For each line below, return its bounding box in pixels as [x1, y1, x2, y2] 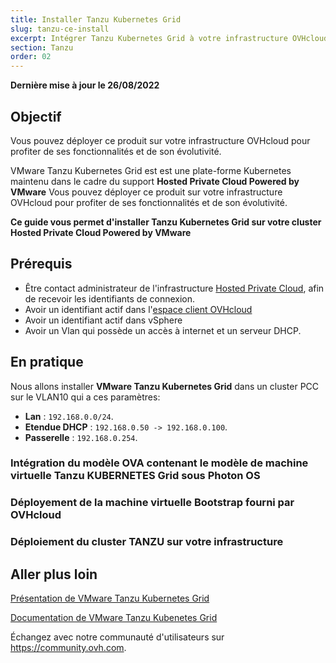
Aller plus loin [10, 566, 98, 583]
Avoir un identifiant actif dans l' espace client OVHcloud [24, 303, 253, 315]
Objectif [10, 108, 62, 125]
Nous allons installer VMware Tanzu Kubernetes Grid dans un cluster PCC [10, 380, 320, 392]
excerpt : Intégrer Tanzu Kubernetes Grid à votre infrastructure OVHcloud [10, 33, 329, 43]
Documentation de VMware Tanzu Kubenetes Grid [10, 612, 218, 624]
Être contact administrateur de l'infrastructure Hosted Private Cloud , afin [24, 282, 325, 294]
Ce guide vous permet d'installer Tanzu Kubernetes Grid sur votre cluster [10, 216, 322, 228]
